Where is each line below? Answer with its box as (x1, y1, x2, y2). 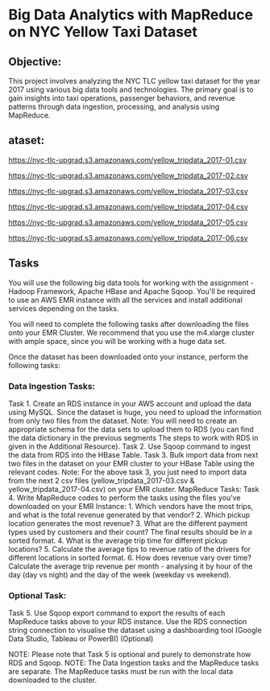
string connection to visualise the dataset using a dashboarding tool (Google (8, 626, 262, 635)
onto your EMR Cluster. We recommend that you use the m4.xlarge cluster (8, 328, 255, 337)
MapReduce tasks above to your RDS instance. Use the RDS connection (8, 617, 247, 627)
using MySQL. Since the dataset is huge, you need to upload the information (8, 407, 262, 416)
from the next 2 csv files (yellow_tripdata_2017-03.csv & (8, 475, 195, 485)
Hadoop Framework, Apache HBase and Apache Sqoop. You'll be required (8, 286, 255, 296)
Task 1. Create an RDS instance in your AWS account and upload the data (8, 399, 252, 408)
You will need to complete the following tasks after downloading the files (8, 319, 250, 329)
